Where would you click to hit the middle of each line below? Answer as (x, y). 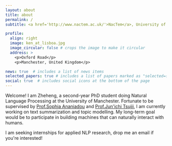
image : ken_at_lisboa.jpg (38, 43)
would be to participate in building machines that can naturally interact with (85, 117)
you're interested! (24, 138)
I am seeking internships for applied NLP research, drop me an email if (80, 133)
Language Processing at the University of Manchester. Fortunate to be (79, 101)
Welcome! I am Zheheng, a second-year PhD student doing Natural (76, 96)
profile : (15, 34)
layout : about (20, 10)
